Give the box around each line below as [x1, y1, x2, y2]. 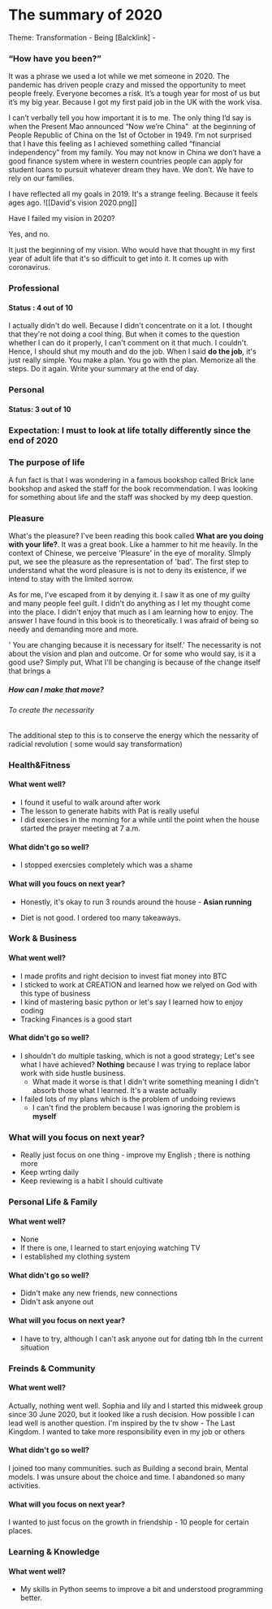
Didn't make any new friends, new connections [19, 1288, 178, 1298]
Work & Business [8, 933, 77, 944]
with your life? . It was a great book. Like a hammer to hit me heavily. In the [8, 540, 258, 549]
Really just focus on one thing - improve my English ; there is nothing [19, 1150, 250, 1160]
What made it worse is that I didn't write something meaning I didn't [32, 1077, 259, 1086]
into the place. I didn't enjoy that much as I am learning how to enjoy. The [8, 607, 253, 617]
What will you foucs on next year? [8, 878, 126, 888]
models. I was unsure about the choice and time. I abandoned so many [8, 1472, 245, 1481]
